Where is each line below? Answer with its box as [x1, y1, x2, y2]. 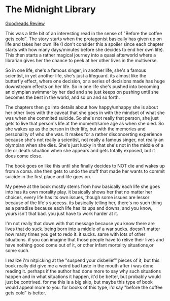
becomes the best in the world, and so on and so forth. [5, 94, 120, 100]
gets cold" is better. [5, 289, 47, 296]
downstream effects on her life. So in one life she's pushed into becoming [5, 83, 159, 90]
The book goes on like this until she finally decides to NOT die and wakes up [5, 162, 165, 169]
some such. [5, 247, 30, 253]
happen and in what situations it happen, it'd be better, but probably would [5, 273, 161, 280]
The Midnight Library [5, 4, 96, 15]
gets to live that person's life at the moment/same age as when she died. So [5, 120, 164, 126]
